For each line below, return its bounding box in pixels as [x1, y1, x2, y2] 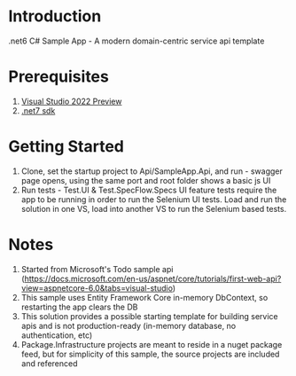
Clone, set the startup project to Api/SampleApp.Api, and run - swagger [20, 166, 283, 176]
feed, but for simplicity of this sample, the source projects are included [20, 349, 280, 359]
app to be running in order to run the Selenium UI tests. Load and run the [20, 193, 287, 205]
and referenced [20, 357, 78, 369]
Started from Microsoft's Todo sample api [20, 263, 174, 274]
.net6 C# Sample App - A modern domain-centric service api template [8, 35, 265, 46]
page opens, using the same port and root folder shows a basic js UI [20, 175, 271, 185]
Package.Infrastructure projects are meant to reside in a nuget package [20, 339, 283, 349]
